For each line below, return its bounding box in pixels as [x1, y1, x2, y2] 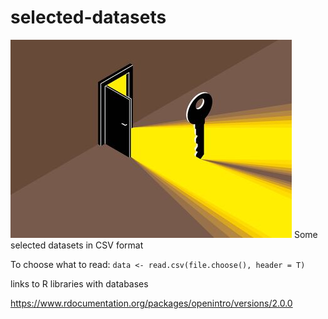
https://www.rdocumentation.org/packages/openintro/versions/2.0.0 [10, 297, 293, 309]
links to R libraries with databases [10, 277, 149, 290]
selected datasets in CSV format [10, 239, 144, 251]
